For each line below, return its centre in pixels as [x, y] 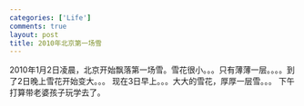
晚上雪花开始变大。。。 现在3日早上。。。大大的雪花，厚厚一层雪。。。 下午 [163, 82]
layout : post [34, 34]
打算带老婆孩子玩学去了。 [57, 92]
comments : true [38, 26]
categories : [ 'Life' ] [51, 18]
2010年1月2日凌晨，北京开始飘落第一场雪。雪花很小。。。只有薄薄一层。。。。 [148, 70]
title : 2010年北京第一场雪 [56, 43]
